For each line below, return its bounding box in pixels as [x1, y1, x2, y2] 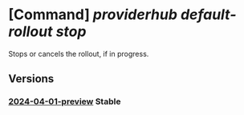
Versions [8, 72, 55, 85]
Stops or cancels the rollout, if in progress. [8, 49, 149, 58]
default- [180, 6, 237, 24]
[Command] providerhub [8, 6, 178, 24]
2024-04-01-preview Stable [8, 96, 121, 107]
